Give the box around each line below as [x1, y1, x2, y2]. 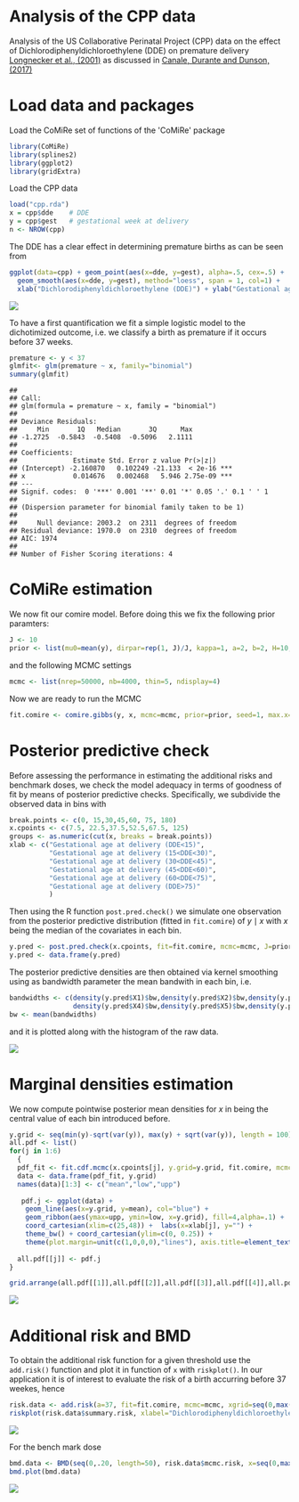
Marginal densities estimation [9, 1073, 234, 1094]
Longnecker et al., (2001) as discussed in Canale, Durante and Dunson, [9, 54, 270, 65]
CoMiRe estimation [9, 579, 153, 600]
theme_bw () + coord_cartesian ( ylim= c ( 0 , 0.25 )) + [25, 1229, 214, 1239]
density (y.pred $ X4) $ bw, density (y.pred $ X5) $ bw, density [72, 1001, 277, 1010]
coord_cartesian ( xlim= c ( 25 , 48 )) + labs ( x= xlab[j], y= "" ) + [25, 1221, 253, 1230]
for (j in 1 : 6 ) [9, 1147, 62, 1155]
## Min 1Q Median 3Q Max [9, 425, 193, 434]
